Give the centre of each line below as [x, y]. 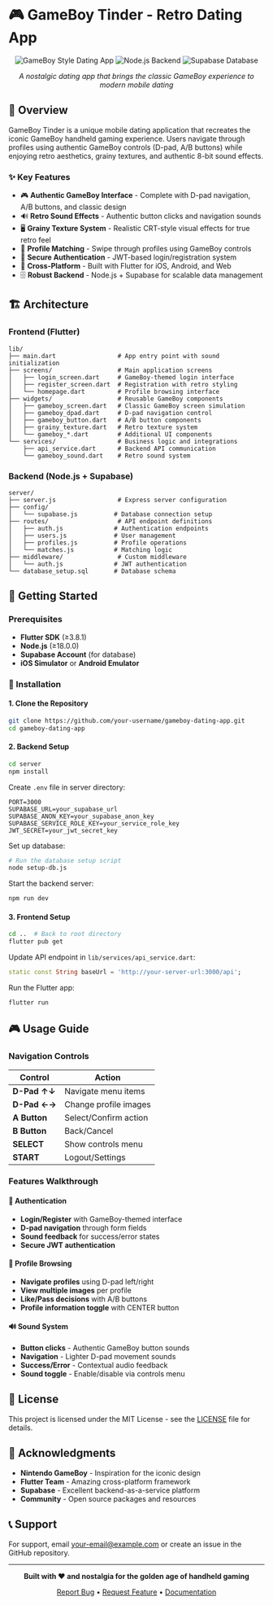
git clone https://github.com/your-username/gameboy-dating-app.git [127, 720]
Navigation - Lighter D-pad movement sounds [98, 1357]
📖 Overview [38, 110]
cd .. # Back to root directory [65, 934]
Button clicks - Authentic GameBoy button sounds [105, 1348]
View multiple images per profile [76, 1290]
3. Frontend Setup [39, 916]
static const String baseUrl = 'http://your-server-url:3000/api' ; [125, 973]
